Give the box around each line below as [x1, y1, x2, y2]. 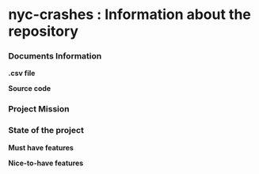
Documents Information [8, 51, 102, 62]
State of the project [8, 125, 85, 136]
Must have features [8, 142, 74, 152]
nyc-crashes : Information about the [8, 6, 252, 24]
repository [8, 22, 79, 40]
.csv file [8, 69, 36, 78]
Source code [8, 84, 51, 93]
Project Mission [8, 104, 70, 115]
